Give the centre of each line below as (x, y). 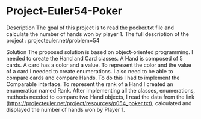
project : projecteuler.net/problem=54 (53, 40)
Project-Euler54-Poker (64, 11)
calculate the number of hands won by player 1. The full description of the (98, 34)
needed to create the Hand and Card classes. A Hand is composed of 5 (95, 58)
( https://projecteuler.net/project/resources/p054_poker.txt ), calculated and (99, 103)
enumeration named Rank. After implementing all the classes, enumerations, (101, 90)
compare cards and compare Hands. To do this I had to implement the (93, 78)
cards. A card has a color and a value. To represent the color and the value (99, 65)
